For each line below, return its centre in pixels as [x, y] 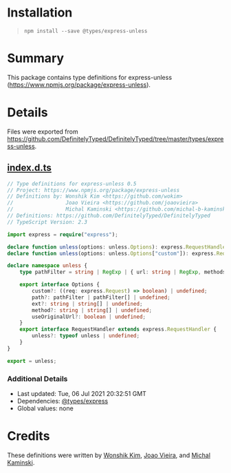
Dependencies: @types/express [63, 401]
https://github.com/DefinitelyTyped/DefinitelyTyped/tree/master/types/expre [115, 138]
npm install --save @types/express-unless [86, 31]
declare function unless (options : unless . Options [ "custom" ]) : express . [112, 253]
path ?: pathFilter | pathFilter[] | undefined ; [101, 297]
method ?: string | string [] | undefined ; [92, 310]
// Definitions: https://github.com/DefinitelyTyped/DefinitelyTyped [109, 216]
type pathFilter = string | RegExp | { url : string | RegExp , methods [123, 272]
